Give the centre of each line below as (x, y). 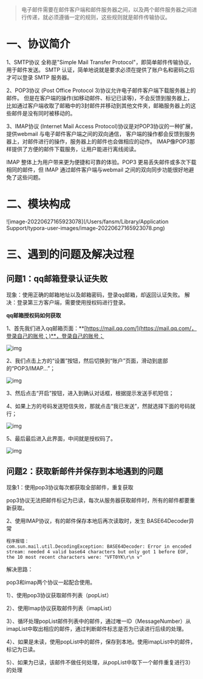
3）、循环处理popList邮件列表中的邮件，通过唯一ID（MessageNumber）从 (99, 621)
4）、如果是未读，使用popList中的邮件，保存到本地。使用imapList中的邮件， (101, 641)
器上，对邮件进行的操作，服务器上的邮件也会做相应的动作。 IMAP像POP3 (98, 141)
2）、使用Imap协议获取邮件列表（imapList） (61, 608)
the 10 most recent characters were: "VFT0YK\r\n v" (74, 557)
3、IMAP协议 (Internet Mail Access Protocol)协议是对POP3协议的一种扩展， (101, 126)
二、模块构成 (39, 204)
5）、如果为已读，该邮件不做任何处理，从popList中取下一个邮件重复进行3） (100, 662)
